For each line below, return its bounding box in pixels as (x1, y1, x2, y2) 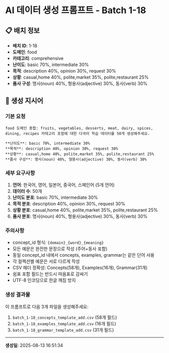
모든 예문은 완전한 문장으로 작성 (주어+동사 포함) (12, 246, 108, 252)
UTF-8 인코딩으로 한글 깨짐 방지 (12, 277, 76, 284)
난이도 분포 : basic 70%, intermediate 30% (12, 194, 98, 200)
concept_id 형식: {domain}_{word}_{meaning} (12, 240, 104, 246)
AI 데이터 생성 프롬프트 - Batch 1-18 (5, 5, 146, 16)
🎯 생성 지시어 (5, 97, 44, 105)
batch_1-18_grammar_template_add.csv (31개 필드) (12, 327, 114, 333)
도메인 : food (12, 49, 37, 55)
